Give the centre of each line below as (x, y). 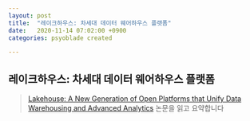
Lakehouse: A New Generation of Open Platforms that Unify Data (135, 99)
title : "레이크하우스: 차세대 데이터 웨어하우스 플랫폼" (90, 23)
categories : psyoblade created (60, 38)
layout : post (30, 16)
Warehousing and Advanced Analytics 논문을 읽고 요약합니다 (126, 108)
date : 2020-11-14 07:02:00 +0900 (67, 30)
